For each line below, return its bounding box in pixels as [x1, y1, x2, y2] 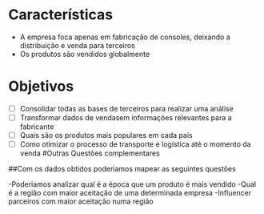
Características [8, 6, 114, 24]
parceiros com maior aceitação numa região [8, 196, 154, 206]
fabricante [19, 122, 54, 131]
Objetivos [8, 78, 74, 95]
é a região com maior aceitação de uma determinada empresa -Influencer [8, 188, 252, 198]
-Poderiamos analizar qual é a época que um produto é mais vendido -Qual [8, 180, 257, 189]
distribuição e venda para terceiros [19, 40, 136, 50]
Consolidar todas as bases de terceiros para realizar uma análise [19, 103, 234, 113]
